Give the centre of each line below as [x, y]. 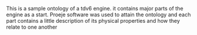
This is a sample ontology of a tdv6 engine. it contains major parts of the [95, 8]
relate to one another [32, 27]
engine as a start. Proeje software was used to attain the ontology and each [99, 15]
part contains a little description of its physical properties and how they [93, 21]
